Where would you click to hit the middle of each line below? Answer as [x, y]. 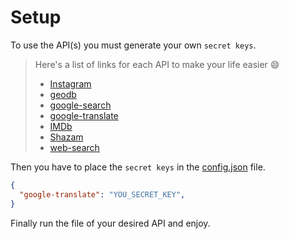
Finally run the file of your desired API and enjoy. [110, 223]
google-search [80, 105]
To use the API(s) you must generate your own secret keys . [133, 45]
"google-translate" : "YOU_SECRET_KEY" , [102, 194]
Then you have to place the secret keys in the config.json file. [138, 167]
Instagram [70, 83]
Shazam [66, 137]
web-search [74, 147]
